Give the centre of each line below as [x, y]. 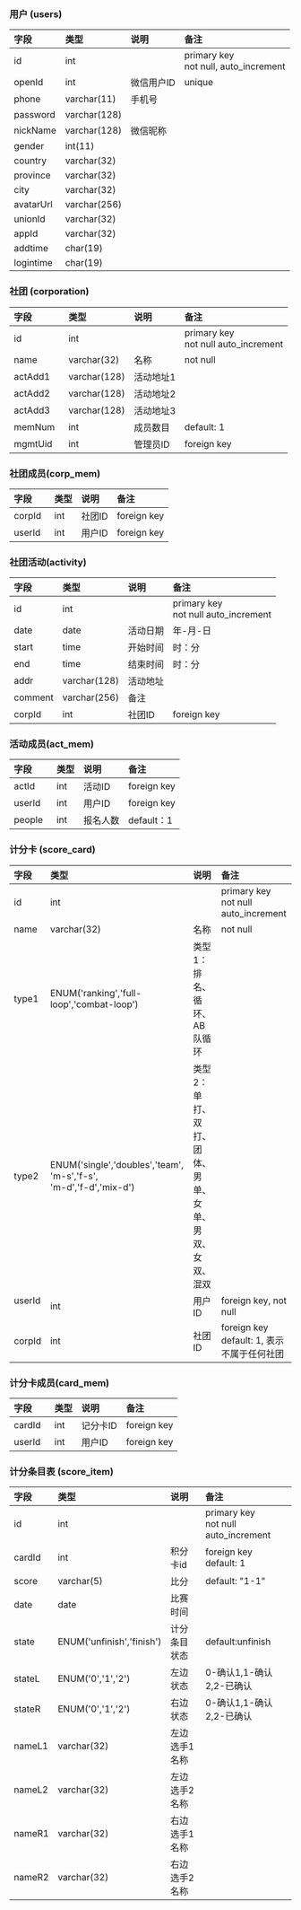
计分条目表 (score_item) [61, 1472]
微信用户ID [153, 83]
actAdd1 [32, 376]
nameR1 [31, 1834]
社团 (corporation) [49, 292]
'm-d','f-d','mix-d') [92, 1187]
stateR [27, 1709]
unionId [30, 219]
